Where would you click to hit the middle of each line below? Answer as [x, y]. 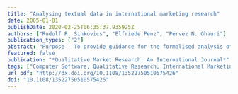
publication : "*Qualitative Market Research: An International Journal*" [119, 60]
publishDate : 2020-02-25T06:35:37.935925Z [71, 27]
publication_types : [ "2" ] [45, 40]
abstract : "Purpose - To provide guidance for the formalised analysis [115, 47]
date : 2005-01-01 [33, 20]
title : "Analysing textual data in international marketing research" [114, 14]
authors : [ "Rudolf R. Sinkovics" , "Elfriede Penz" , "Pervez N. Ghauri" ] [117, 34]
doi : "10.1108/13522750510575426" [58, 80]
